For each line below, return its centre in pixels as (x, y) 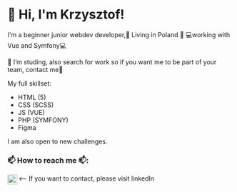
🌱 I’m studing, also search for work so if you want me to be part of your (112, 62)
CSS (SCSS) (36, 105)
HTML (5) (32, 97)
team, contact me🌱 (35, 69)
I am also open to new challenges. (57, 141)
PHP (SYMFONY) (43, 120)
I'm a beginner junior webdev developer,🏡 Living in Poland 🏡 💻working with (119, 34)
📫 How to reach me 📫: (48, 160)
